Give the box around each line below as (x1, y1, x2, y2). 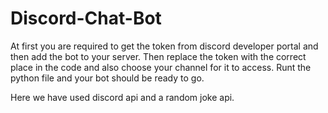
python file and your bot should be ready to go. (10, 72, 205, 84)
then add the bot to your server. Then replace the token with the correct (10, 50, 307, 62)
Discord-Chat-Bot (10, 7, 162, 30)
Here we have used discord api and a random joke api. (10, 91, 235, 103)
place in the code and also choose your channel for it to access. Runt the (10, 61, 312, 73)
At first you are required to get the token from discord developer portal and (10, 40, 319, 52)
